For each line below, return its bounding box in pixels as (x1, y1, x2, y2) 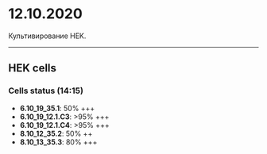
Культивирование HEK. (8, 31, 87, 40)
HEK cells (8, 61, 57, 75)
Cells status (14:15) (8, 85, 83, 96)
